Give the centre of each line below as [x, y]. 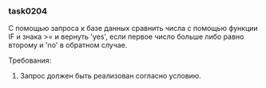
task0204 [28, 11]
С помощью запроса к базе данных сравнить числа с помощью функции [133, 29]
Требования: [30, 60]
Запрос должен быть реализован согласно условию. [110, 76]
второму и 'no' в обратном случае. [68, 45]
